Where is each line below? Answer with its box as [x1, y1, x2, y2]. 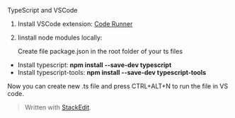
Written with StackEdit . [24, 103, 92, 112]
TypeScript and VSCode [7, 6, 78, 14]
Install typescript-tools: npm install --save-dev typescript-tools [17, 69, 207, 76]
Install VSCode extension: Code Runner [17, 20, 133, 28]
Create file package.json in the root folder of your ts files [17, 47, 183, 55]
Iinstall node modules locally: [17, 33, 103, 42]
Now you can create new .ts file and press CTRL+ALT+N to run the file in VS [7, 82, 229, 90]
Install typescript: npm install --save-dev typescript [17, 61, 172, 69]
